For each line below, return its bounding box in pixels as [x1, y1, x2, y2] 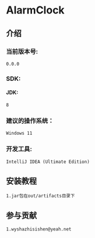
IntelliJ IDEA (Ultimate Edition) [6, 159, 90, 165]
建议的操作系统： [6, 117, 54, 125]
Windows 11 [6, 130, 33, 137]
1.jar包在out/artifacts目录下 [6, 193, 75, 199]
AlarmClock [6, 4, 65, 17]
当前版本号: [6, 47, 38, 56]
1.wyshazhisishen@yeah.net [6, 226, 72, 232]
